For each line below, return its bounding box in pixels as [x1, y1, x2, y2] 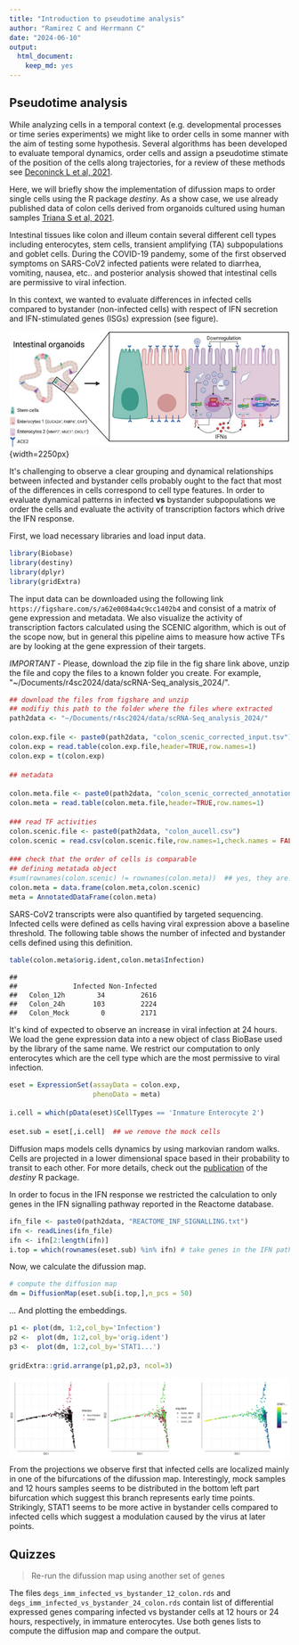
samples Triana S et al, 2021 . [9, 212, 115, 223]
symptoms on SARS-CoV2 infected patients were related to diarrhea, [9, 258, 262, 268]
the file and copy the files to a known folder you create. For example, [9, 667, 262, 678]
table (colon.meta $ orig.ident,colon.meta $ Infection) [9, 955, 205, 965]
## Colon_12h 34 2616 [9, 991, 158, 999]
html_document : [17, 52, 74, 62]
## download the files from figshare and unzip [9, 695, 190, 704]
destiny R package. [9, 1172, 80, 1182]
